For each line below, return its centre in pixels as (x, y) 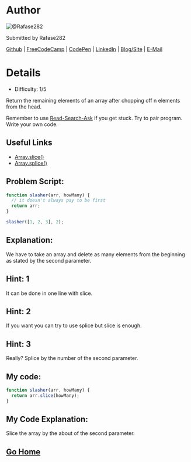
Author (23, 10)
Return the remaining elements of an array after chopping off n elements (93, 100)
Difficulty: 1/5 (30, 89)
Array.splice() (31, 163)
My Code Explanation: (47, 419)
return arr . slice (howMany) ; (46, 395)
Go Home (23, 452)
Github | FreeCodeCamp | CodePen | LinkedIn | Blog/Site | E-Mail (84, 49)
